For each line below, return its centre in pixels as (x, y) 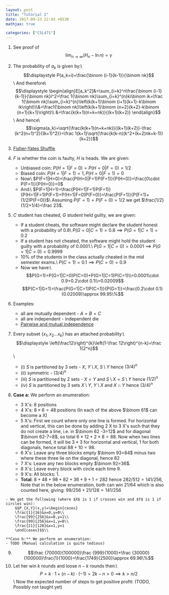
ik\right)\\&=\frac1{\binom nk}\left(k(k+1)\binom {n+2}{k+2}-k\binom (89, 107)
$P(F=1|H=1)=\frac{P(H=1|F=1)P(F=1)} (72, 189)
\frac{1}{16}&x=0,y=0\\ (40, 513)
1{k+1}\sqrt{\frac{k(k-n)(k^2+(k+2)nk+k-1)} (119, 133)
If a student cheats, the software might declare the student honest (89, 225)
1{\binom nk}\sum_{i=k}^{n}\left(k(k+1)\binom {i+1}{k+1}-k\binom (89, 102)
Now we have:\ (36, 268)
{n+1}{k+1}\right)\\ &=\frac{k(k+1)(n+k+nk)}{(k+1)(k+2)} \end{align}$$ (89, 112)
